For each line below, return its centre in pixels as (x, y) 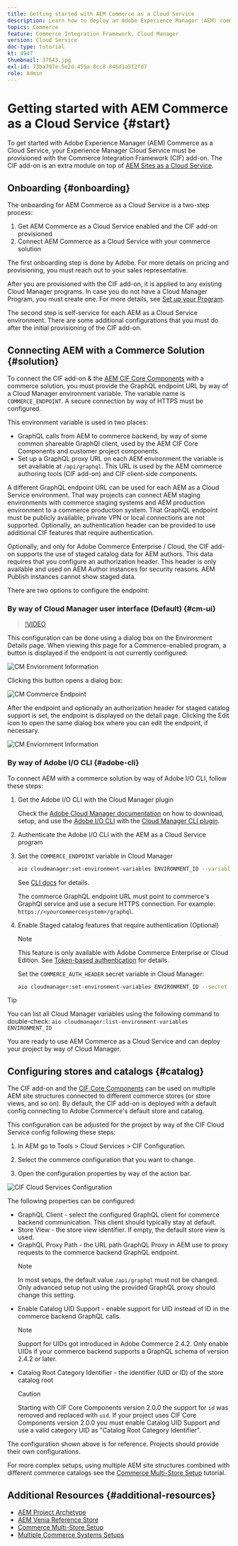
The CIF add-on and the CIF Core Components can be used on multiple (112, 1088)
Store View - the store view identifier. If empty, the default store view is (121, 1230)
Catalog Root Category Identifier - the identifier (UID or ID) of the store (120, 1373)
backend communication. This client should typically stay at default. (117, 1222)
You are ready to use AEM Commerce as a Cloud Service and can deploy (114, 1042)
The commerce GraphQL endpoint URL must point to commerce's (113, 896)
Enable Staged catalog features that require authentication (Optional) (118, 925)
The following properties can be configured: (72, 1201)
